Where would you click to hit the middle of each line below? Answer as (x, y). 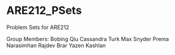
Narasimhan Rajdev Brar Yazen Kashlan (56, 45)
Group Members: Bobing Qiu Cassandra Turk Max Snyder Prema (88, 39)
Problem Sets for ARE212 (38, 27)
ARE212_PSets (44, 11)
